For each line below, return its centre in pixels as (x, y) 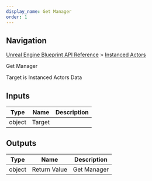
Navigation (26, 41)
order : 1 (17, 17)
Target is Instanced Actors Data (44, 77)
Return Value (49, 169)
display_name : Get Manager (39, 11)
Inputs (18, 96)
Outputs (21, 143)
